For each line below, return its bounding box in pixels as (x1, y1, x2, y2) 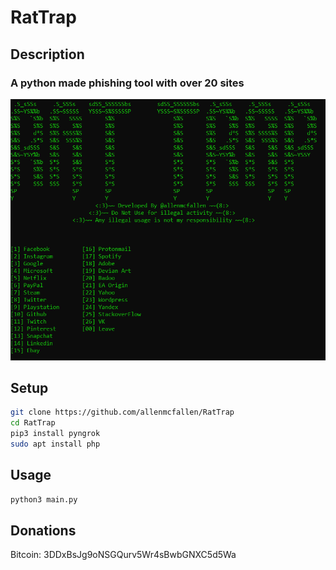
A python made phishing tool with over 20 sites (10, 76, 245, 90)
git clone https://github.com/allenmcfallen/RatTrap (10, 407, 235, 418)
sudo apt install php (10, 439, 101, 449)
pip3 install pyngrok (10, 429, 101, 439)
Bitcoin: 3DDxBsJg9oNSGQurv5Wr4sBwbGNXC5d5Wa (10, 549, 237, 561)
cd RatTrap (10, 418, 56, 428)
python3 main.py (10, 494, 78, 505)
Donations (10, 522, 77, 539)
